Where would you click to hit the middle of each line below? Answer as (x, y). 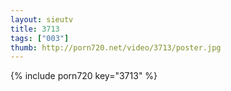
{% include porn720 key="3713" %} (84, 76)
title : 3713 (35, 29)
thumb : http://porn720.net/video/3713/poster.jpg (116, 47)
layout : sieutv (42, 19)
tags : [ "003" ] (40, 38)
